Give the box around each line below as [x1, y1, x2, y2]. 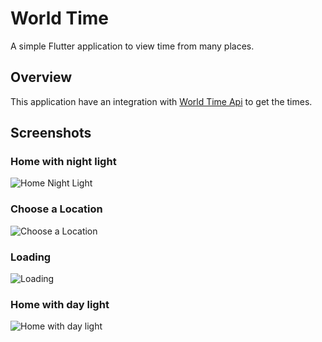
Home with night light [10, 155, 117, 169]
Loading [10, 250, 52, 264]
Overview [10, 69, 73, 86]
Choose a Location [10, 202, 103, 216]
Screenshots [10, 125, 92, 142]
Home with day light [10, 297, 110, 311]
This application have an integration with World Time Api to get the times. [10, 95, 313, 107]
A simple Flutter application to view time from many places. [10, 40, 255, 52]
